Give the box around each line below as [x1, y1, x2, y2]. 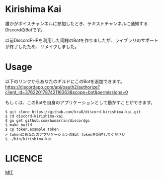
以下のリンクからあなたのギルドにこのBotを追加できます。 [5, 78, 125, 84]
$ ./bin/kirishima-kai [5, 136, 52, 141]
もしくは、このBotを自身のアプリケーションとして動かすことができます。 [5, 99, 156, 105]
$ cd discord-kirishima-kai [5, 113, 64, 119]
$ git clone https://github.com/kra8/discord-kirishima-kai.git [5, 109, 141, 114]
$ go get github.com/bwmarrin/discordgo [5, 118, 90, 123]
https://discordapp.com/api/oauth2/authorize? [5, 84, 100, 90]
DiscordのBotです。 [5, 26, 45, 33]
